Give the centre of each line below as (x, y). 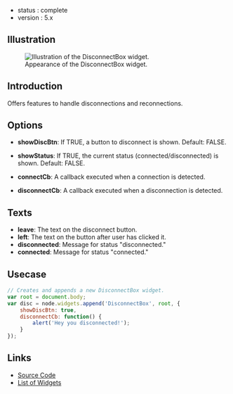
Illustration (32, 40)
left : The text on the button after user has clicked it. (92, 237)
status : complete (42, 10)
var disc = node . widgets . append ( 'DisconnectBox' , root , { (94, 303)
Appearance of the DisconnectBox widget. (86, 64)
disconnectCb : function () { (61, 317)
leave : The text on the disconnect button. (77, 230)
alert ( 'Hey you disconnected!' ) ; (81, 323)
